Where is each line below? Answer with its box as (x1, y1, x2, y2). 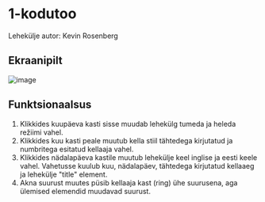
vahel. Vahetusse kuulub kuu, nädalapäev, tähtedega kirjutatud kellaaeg (19, 161, 255, 170)
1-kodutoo (8, 5, 77, 23)
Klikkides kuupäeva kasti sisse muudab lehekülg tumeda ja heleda (19, 119, 236, 128)
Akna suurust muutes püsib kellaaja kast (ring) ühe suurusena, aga (19, 177, 238, 187)
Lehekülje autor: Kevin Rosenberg (8, 31, 119, 40)
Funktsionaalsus (8, 98, 92, 112)
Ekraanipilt (8, 54, 63, 67)
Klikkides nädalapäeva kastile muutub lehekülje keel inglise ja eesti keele (19, 152, 258, 162)
